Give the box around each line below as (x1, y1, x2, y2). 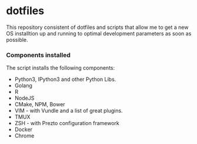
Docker (14, 126, 33, 133)
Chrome (14, 132, 35, 139)
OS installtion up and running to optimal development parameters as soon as (6, 30, 192, 37)
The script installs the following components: (6, 64, 115, 71)
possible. (6, 36, 28, 43)
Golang (14, 82, 32, 89)
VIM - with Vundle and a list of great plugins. (14, 107, 123, 114)
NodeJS (14, 94, 35, 102)
